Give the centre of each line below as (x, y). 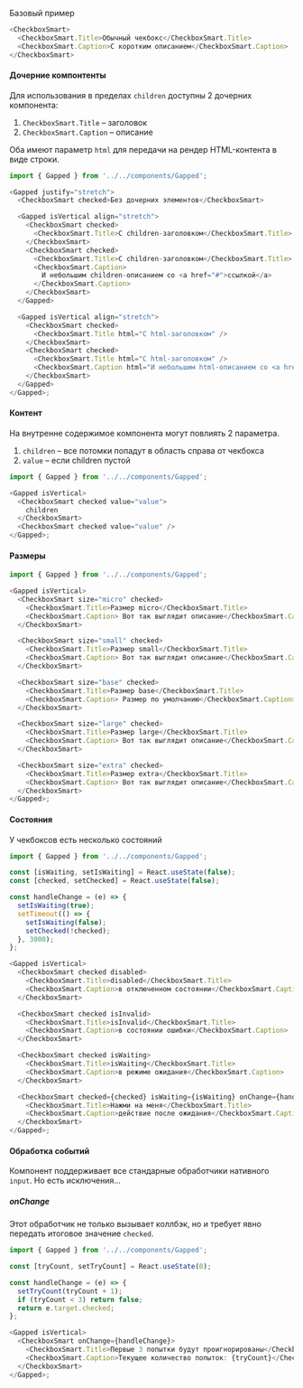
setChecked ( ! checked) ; (68, 931)
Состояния (31, 819)
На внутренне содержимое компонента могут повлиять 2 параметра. (144, 433)
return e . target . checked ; (66, 1308)
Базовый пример (42, 13)
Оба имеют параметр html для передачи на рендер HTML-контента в (143, 149)
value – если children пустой (76, 460)
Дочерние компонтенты (58, 75)
